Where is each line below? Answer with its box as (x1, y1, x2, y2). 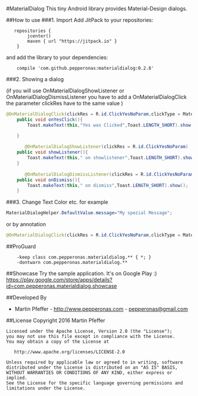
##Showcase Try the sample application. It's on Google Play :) (6, 270, 157, 277)
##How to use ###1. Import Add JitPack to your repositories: (6, 17, 154, 23)
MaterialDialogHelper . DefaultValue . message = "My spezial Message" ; (6, 210, 173, 216)
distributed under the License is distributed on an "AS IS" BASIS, (6, 365, 178, 371)
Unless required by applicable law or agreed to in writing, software (6, 359, 183, 365)
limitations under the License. (6, 385, 85, 391)
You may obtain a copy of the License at (6, 339, 110, 345)
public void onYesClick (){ (16, 117, 83, 123)
